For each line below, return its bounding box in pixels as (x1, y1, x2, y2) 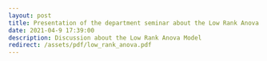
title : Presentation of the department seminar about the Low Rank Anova (8, 19, 260, 27)
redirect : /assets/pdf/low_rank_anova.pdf (8, 41, 152, 49)
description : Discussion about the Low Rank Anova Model (8, 33, 202, 42)
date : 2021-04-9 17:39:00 (8, 26, 94, 34)
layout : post (8, 11, 52, 20)
